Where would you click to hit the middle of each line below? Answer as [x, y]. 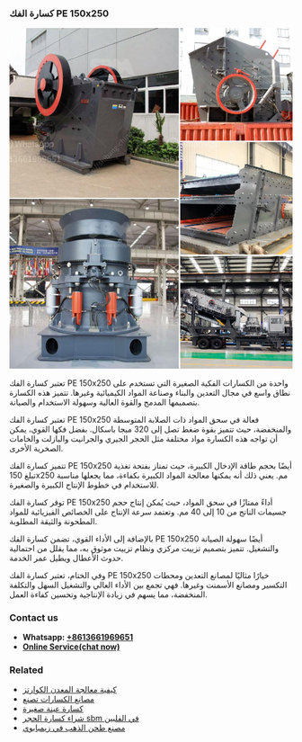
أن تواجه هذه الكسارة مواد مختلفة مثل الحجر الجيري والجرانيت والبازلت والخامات [144, 438]
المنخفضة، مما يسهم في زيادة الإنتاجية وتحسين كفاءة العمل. [109, 594]
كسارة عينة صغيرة [53, 709]
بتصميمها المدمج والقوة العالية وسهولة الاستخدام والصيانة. [105, 402]
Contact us [34, 617]
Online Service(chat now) [71, 647]
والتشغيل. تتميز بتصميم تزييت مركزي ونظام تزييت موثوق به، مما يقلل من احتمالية [144, 548]
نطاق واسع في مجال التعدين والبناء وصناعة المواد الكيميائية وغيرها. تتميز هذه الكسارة [150, 392]
